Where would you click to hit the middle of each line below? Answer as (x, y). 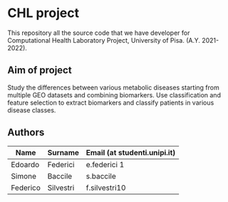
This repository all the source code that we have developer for (99, 33)
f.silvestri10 (106, 188)
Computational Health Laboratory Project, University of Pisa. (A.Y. (104, 40)
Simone (24, 176)
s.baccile (101, 176)
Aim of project (40, 70)
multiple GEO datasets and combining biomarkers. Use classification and (114, 95)
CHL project (43, 13)
